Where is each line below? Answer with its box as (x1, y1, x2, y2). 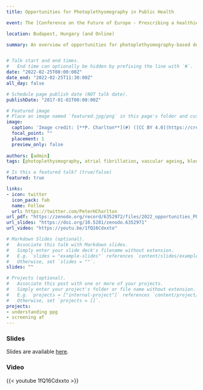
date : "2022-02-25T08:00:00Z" (6, 69, 83, 76)
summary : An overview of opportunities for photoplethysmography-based (6, 42, 190, 48)
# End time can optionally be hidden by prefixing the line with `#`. (6, 63, 193, 70)
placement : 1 (11, 135, 45, 142)
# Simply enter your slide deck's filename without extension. (6, 247, 174, 253)
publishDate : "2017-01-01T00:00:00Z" (6, 97, 101, 103)
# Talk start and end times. (6, 58, 80, 64)
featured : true (6, 175, 45, 181)
